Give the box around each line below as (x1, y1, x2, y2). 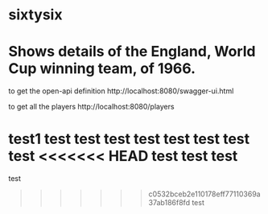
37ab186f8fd (148, 198, 191, 208)
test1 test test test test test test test (8, 130, 250, 148)
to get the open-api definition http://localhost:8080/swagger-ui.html (8, 86, 234, 96)
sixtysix (8, 6, 63, 24)
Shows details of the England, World (8, 43, 256, 61)
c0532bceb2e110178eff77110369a (148, 189, 261, 199)
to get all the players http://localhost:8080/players (8, 102, 175, 112)
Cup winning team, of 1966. (8, 60, 196, 78)
